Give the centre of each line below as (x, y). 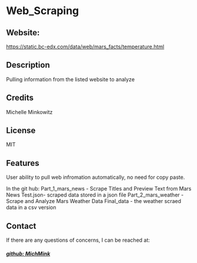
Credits (20, 98)
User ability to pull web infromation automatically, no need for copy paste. (96, 177)
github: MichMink (28, 254)
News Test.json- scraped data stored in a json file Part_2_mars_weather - (95, 195)
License (21, 131)
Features (23, 163)
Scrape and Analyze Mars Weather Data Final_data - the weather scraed (94, 201)
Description (28, 65)
